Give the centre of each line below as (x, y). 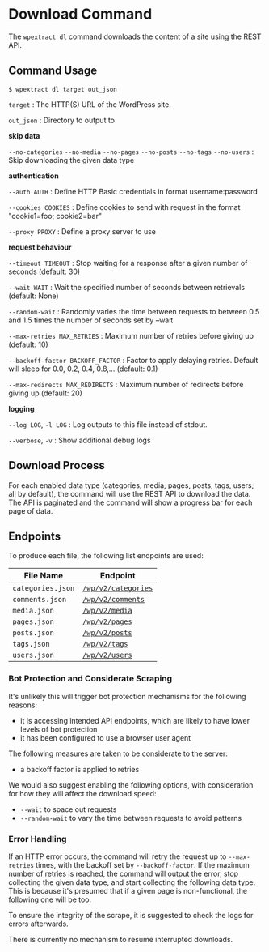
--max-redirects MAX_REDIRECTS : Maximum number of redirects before (126, 384)
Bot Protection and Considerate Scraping (90, 679)
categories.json (44, 589)
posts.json (33, 633)
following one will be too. (50, 899)
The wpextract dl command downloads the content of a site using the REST (135, 36)
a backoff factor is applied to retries (80, 769)
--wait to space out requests (68, 809)
